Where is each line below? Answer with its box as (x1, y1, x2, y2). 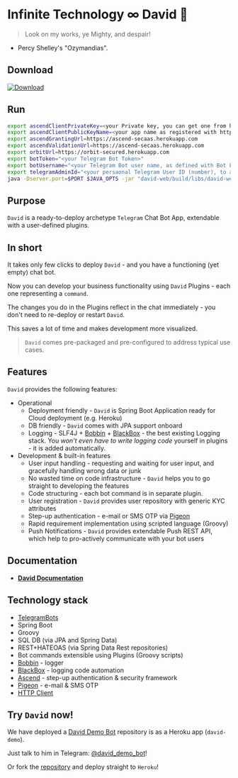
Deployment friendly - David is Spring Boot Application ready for (28, 406, 216, 414)
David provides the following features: (7, 384, 118, 393)
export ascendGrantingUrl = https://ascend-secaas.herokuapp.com (7, 135, 198, 143)
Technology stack (7, 594, 89, 606)
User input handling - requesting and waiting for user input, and (28, 459, 215, 467)
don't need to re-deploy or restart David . (7, 311, 125, 319)
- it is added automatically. (28, 443, 106, 452)
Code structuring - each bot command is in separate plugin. (28, 489, 203, 497)
